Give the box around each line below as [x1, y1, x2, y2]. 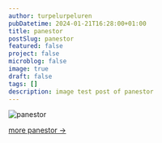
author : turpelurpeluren [8, 11, 92, 20]
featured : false [8, 42, 63, 50]
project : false [8, 50, 60, 58]
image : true [8, 65, 49, 73]
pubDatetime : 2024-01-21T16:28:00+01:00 [8, 19, 147, 28]
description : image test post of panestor [8, 87, 154, 96]
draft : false [8, 72, 53, 80]
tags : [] [8, 80, 38, 88]
